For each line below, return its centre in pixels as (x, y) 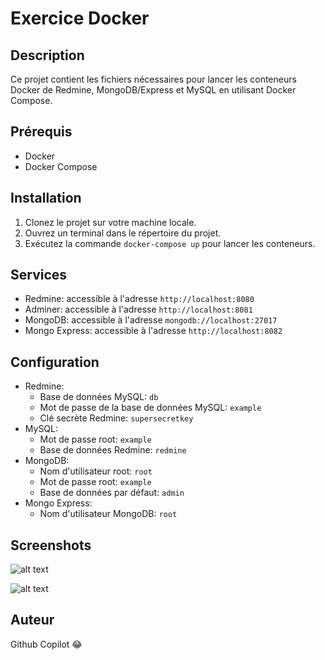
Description (47, 55)
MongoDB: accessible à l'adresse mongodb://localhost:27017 (151, 320)
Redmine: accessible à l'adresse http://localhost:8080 (139, 299)
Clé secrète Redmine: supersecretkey (116, 418)
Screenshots (51, 545)
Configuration (55, 362)
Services (39, 275)
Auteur (32, 620)
